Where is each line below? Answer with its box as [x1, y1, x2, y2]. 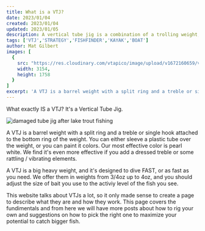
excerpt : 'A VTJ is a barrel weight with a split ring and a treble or [6, 89, 192, 95]
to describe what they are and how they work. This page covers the [6, 198, 176, 205]
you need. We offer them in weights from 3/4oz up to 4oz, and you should [6, 173, 192, 180]
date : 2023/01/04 [6, 15, 51, 21]
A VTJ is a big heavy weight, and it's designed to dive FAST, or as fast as [6, 166, 189, 174]
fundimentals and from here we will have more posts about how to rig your [6, 204, 194, 211]
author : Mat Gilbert [6, 43, 59, 50]
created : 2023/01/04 [6, 20, 59, 26]
